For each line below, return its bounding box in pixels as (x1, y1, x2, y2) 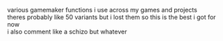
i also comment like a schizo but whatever (7, 27, 127, 36)
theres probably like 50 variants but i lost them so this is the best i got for (7, 13, 217, 21)
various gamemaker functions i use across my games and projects (7, 6, 198, 14)
